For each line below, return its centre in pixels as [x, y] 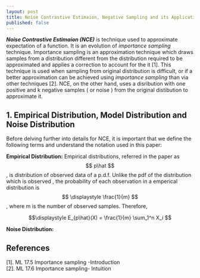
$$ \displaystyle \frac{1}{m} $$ [100, 197]
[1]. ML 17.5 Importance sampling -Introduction [63, 262]
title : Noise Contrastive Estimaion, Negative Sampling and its [87, 17]
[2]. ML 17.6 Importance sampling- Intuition [59, 268]
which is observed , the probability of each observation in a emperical [92, 181]
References [28, 248]
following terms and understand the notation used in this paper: [84, 145]
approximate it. [24, 96]
